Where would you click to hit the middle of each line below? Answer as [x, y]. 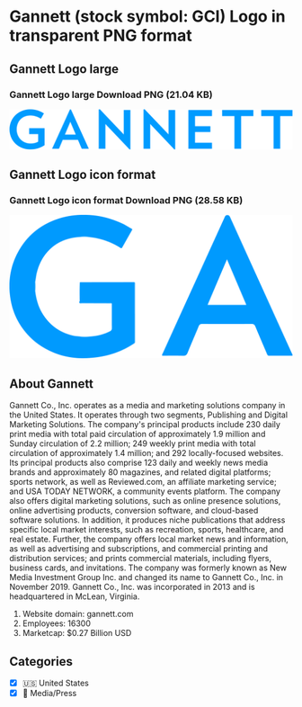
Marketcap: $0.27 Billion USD [77, 633]
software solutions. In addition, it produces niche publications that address [147, 520]
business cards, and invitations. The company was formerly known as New [148, 568]
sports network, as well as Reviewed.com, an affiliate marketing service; [143, 482]
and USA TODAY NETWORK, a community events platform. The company [145, 491]
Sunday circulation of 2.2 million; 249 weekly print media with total [133, 443]
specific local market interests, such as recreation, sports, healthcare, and [147, 530]
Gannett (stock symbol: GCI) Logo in [147, 17]
